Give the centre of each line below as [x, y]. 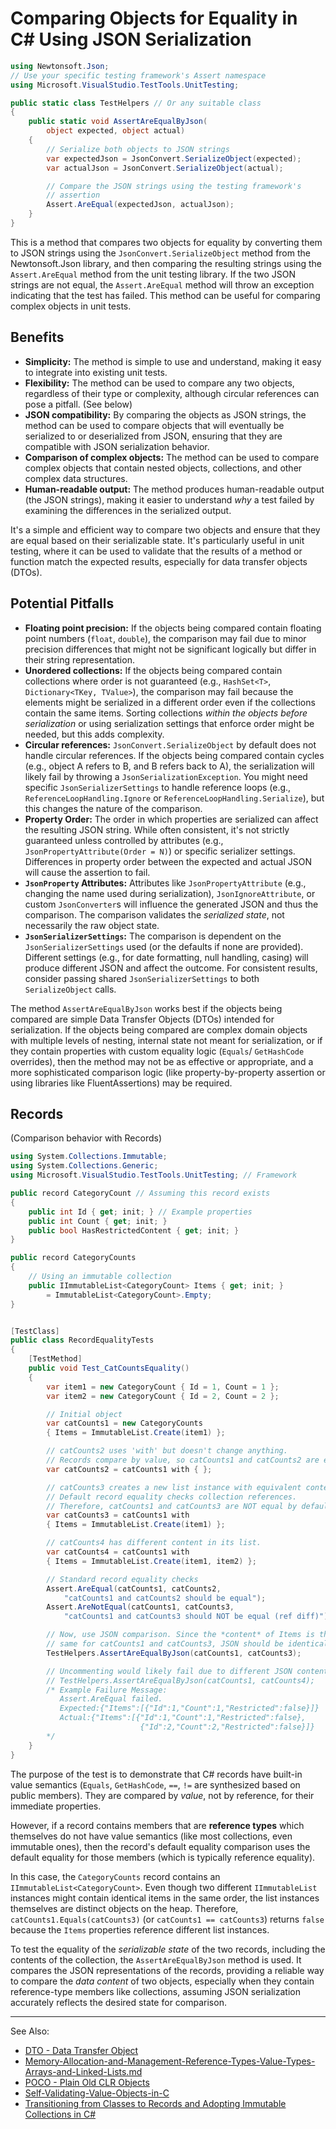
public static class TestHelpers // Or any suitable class [136, 103]
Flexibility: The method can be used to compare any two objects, [159, 383]
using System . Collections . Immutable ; [89, 1157]
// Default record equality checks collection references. [172, 1497]
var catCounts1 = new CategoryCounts [124, 1423]
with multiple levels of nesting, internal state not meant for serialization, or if [166, 1040]
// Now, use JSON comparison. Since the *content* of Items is [180, 1635]
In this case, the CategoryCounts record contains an [115, 1876]
